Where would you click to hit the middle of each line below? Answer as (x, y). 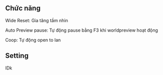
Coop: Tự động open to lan (33, 40)
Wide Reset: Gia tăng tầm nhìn (37, 20)
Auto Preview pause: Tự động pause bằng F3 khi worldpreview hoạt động (82, 30)
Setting (17, 56)
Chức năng (23, 8)
